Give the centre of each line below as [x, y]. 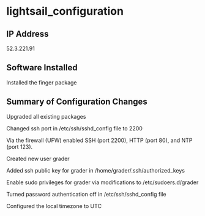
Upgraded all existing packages [46, 116]
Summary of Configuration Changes [77, 102]
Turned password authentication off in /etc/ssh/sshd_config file [86, 194]
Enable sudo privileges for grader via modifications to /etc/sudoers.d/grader [102, 182]
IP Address [28, 34]
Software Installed [42, 68]
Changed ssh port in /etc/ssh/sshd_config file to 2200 [74, 128]
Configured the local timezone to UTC [54, 206]
